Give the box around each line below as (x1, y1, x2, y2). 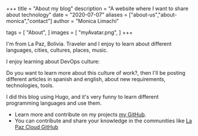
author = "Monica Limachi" (53, 18, 119, 24)
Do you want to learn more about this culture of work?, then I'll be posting (6, 69, 186, 76)
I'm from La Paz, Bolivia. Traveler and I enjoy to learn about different (6, 41, 172, 47)
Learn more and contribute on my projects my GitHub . (14, 111, 147, 118)
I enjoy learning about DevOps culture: (6, 58, 100, 65)
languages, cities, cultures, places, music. (6, 47, 108, 54)
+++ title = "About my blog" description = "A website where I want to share (6, 5, 189, 12)
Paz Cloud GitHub (14, 124, 59, 130)
